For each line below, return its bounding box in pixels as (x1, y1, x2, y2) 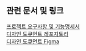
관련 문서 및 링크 (6, 5, 64, 16)
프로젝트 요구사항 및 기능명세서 (6, 23, 81, 30)
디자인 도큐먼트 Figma (6, 38, 60, 45)
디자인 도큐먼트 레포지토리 (6, 30, 69, 37)
